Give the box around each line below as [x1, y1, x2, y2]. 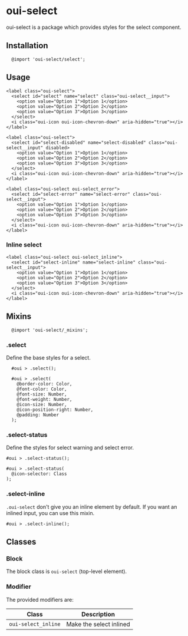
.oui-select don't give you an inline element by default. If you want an [6, 503, 177, 510]
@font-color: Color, [17, 386, 67, 392]
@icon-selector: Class [11, 471, 67, 477]
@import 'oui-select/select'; [11, 56, 85, 62]
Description [81, 610, 115, 618]
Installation [6, 41, 48, 51]
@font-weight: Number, [17, 396, 72, 402]
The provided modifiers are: [6, 596, 74, 603]
